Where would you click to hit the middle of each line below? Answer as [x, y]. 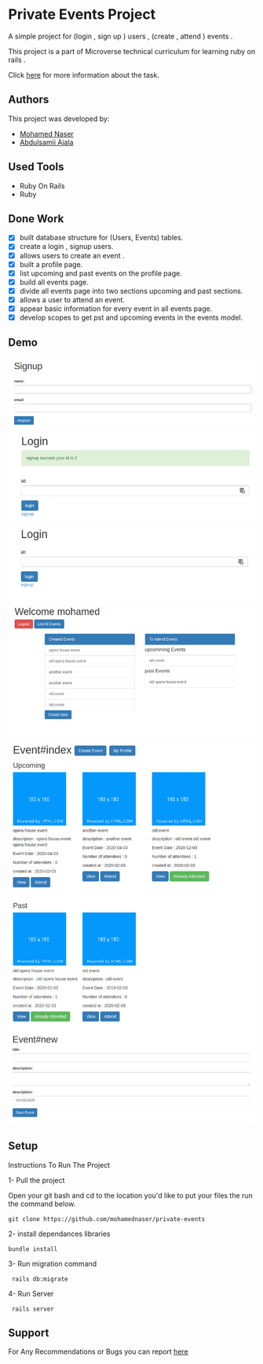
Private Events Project [82, 15]
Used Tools [36, 167]
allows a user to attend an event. [72, 299]
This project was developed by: [59, 119]
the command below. [42, 1204]
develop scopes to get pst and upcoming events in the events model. [131, 317]
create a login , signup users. [66, 247]
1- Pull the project [37, 1180]
